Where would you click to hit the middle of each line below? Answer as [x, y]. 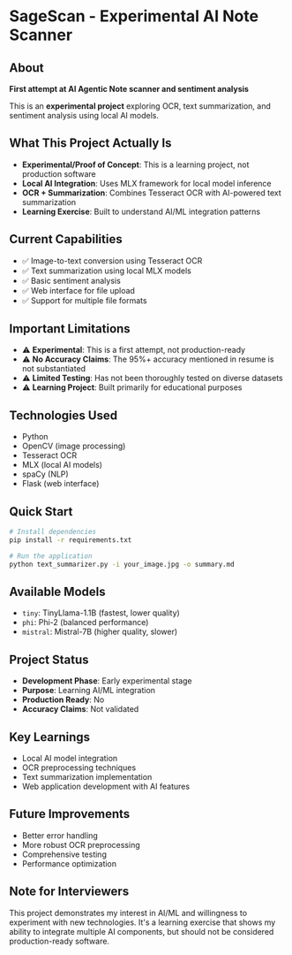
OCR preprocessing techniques [79, 768]
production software [59, 173]
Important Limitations [70, 329]
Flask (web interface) [60, 484]
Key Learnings [50, 737]
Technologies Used [63, 415]
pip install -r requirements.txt [71, 540]
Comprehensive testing [64, 854]
